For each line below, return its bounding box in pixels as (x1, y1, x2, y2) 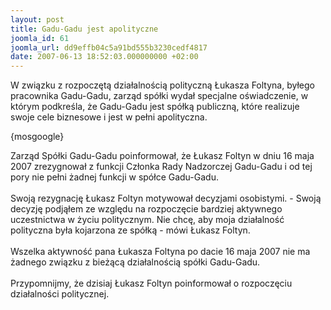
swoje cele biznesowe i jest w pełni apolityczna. (10, 111, 208, 123)
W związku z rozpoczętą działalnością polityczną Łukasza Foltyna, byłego (10, 79, 315, 91)
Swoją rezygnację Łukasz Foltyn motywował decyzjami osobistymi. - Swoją (10, 192, 322, 205)
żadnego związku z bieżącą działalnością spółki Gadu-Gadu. (10, 256, 261, 268)
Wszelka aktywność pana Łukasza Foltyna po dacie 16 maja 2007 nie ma (10, 246, 311, 258)
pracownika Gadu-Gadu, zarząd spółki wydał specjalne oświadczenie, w (10, 90, 309, 102)
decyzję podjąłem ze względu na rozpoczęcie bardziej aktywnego (10, 203, 283, 215)
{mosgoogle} (10, 131, 65, 143)
